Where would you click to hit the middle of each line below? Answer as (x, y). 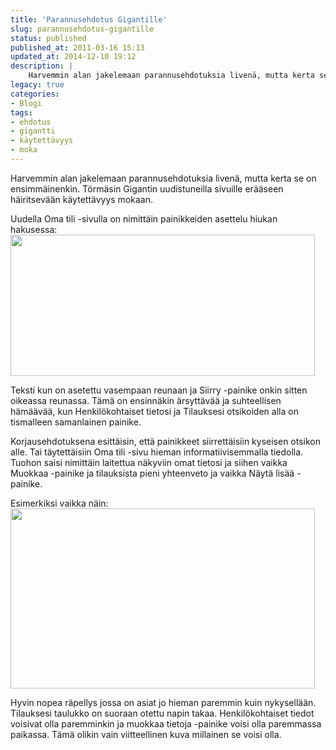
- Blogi (26, 103)
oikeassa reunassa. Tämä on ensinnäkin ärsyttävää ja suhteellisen (146, 400)
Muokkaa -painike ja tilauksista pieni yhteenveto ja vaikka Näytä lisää (152, 473)
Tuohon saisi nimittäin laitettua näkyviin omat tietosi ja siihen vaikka (149, 462)
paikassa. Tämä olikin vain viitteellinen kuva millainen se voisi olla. (146, 734)
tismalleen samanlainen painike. (76, 422)
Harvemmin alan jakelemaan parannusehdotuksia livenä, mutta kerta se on (163, 178)
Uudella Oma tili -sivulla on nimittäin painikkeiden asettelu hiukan (144, 218)
